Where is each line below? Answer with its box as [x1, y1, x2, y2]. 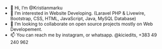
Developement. [10, 26, 42, 32]
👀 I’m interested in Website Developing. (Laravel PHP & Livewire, [10, 10, 146, 16]
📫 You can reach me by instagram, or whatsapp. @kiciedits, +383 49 [10, 32, 157, 38]
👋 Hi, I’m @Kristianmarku [10, 5, 63, 11]
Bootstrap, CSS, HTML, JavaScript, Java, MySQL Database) [10, 16, 136, 21]
